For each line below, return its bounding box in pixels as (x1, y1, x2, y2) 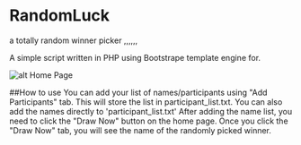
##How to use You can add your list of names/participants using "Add (9, 87, 268, 98)
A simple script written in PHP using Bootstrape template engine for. (9, 52, 261, 63)
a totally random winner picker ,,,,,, (9, 35, 138, 46)
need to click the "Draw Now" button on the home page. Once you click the (9, 115, 289, 126)
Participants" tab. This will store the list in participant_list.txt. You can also (9, 96, 283, 107)
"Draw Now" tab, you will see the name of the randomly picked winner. (9, 124, 272, 135)
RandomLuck (9, 5, 111, 26)
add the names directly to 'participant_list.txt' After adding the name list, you (9, 106, 293, 116)
